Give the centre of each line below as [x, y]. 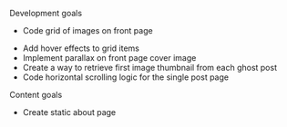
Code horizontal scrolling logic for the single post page [126, 77]
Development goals [46, 13]
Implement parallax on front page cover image [109, 58]
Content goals [36, 95]
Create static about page [69, 112]
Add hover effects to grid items [81, 48]
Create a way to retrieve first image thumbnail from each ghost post [150, 68]
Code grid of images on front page [87, 30]
